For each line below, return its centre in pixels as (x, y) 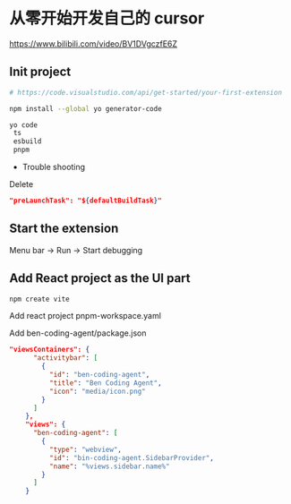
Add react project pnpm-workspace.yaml (85, 316)
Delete (21, 184)
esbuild (27, 141)
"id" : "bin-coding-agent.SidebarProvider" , (132, 457)
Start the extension (64, 229)
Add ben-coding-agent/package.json (78, 333)
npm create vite (39, 299)
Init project (40, 72)
